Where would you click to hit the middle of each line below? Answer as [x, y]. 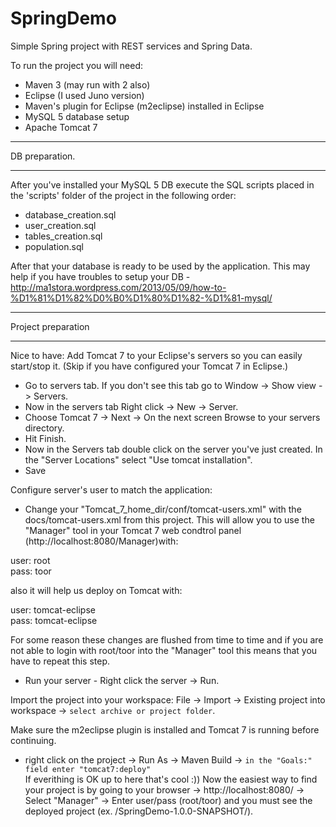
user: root [30, 560]
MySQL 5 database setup [77, 116]
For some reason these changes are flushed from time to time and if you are [167, 639]
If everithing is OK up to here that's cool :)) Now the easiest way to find [171, 779]
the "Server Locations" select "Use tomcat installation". [138, 459]
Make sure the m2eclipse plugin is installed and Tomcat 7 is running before [165, 729]
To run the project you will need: [77, 65]
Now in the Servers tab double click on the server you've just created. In [173, 449]
